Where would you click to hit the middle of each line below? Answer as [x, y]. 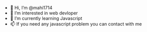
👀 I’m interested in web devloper [44, 13]
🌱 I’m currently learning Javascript [46, 18]
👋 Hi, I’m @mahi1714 [31, 8]
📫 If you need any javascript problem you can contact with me [76, 24]
